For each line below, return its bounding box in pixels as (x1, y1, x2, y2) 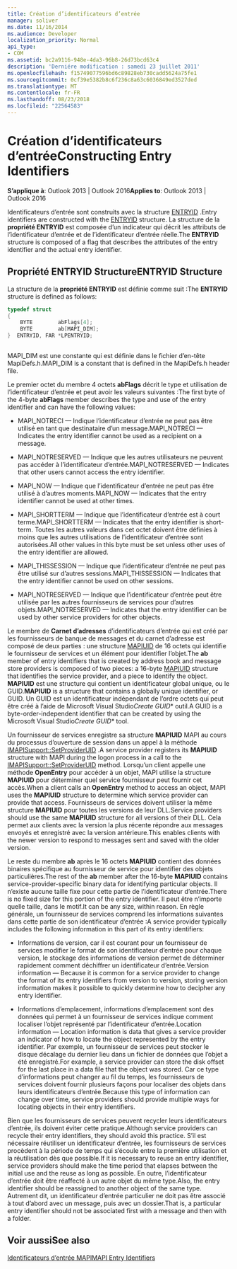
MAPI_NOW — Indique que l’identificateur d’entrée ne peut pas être (17, 481, 214, 490)
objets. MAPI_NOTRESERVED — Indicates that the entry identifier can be (17, 605, 227, 614)
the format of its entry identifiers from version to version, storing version (17, 976, 228, 984)
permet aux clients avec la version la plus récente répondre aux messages (7, 820, 224, 829)
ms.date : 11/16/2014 (7, 23, 68, 30)
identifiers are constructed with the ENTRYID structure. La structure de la (7, 215, 220, 224)
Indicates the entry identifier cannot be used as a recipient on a (17, 431, 202, 440)
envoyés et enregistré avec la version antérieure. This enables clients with (7, 828, 221, 837)
